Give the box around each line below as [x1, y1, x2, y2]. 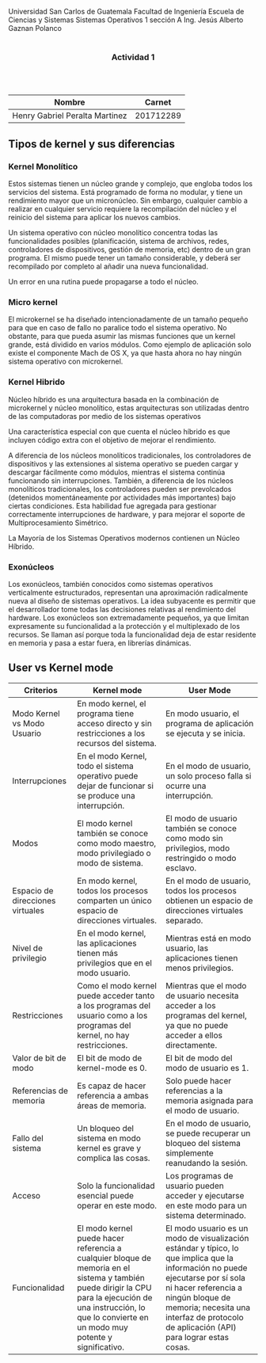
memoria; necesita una [165, 1302, 251, 1313]
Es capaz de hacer [77, 1080, 146, 1091]
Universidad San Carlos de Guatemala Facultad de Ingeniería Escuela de [8, 7, 245, 16]
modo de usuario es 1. [165, 1062, 249, 1073]
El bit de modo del [165, 1053, 233, 1064]
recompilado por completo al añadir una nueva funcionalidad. [8, 261, 208, 271]
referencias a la [165, 1085, 223, 1096]
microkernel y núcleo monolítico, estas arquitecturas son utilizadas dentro [8, 403, 249, 413]
